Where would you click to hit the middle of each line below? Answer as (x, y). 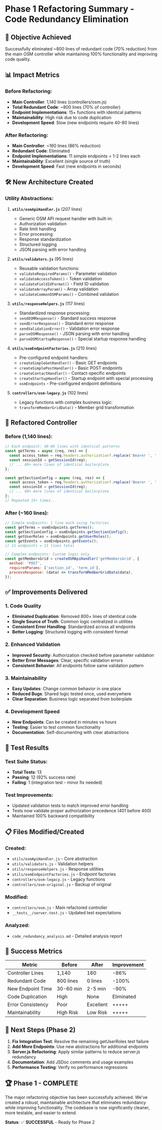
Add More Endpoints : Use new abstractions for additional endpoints (80, 1047)
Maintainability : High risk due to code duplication (62, 117)
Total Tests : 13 (27, 772)
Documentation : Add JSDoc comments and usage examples (73, 1062)
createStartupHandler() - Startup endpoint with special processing (86, 378)
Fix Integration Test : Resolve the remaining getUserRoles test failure (80, 1042)
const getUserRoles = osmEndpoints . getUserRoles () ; (58, 536)
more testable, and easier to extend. (41, 1113)
